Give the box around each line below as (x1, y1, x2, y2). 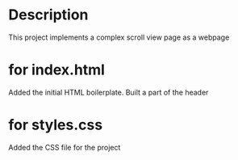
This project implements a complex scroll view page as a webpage (8, 32, 230, 42)
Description (8, 6, 89, 24)
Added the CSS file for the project (8, 142, 121, 152)
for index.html (8, 61, 105, 79)
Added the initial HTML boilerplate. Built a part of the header (8, 87, 209, 97)
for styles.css (8, 116, 103, 134)
